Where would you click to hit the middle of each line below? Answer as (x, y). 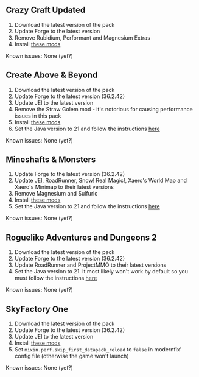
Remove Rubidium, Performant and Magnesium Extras (82, 37)
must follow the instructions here (56, 278)
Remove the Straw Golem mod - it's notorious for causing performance (103, 109)
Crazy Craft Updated (46, 10)
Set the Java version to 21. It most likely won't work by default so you (101, 272)
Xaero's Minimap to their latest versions (64, 187)
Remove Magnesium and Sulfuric (56, 194)
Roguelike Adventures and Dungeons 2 (81, 237)
